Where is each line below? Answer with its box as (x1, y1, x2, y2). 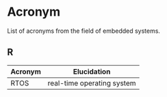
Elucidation (73, 66, 111, 76)
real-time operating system (47, 78, 136, 87)
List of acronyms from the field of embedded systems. (7, 27, 161, 35)
